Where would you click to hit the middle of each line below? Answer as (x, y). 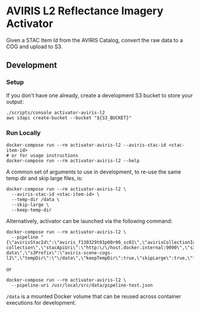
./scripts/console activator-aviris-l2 (56, 112)
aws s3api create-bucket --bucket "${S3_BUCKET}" (69, 118)
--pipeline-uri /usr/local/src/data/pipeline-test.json (82, 285)
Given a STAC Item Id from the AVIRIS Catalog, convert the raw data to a (95, 40)
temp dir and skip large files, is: (45, 178)
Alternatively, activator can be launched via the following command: (89, 221)
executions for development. (41, 302)
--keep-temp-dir (32, 210)
